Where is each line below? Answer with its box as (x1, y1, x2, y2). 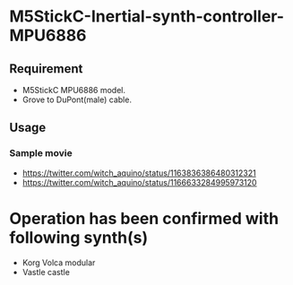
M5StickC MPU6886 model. (22, 85, 125, 95)
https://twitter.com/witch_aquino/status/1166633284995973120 (22, 177, 257, 187)
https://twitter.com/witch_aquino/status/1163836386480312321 (22, 168, 257, 178)
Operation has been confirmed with (9, 208, 280, 229)
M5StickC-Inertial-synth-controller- (9, 6, 285, 27)
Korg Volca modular (22, 257, 96, 268)
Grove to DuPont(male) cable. (22, 94, 133, 105)
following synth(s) (9, 227, 149, 247)
